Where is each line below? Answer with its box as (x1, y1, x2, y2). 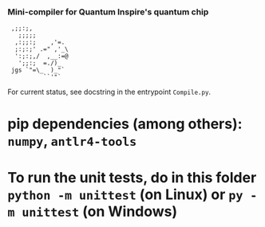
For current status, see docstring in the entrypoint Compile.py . (7, 87, 212, 97)
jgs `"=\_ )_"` (10, 66, 65, 74)
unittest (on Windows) (22, 202, 178, 221)
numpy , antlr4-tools (7, 132, 137, 150)
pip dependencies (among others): (7, 115, 243, 133)
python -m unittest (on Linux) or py (7, 186, 243, 203)
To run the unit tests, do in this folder (7, 168, 257, 186)
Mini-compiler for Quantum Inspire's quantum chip (7, 6, 209, 18)
